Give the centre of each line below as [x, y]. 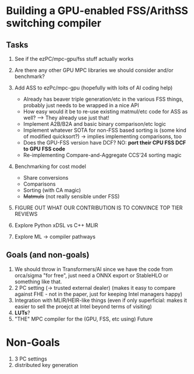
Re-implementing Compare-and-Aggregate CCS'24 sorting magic [103, 155]
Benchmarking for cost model [50, 166]
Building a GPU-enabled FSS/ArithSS [97, 11]
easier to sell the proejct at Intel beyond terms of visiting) [83, 306]
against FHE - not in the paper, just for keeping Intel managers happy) [98, 294]
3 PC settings [31, 359]
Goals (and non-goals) [48, 255]
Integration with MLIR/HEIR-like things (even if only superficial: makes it [101, 300]
